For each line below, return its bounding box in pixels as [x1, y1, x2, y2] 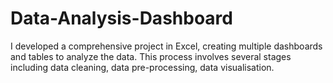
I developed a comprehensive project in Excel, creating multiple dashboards [10, 40, 323, 52]
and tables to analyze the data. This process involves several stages [10, 50, 292, 62]
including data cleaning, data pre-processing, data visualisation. [10, 61, 275, 73]
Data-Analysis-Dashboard [10, 7, 233, 30]
